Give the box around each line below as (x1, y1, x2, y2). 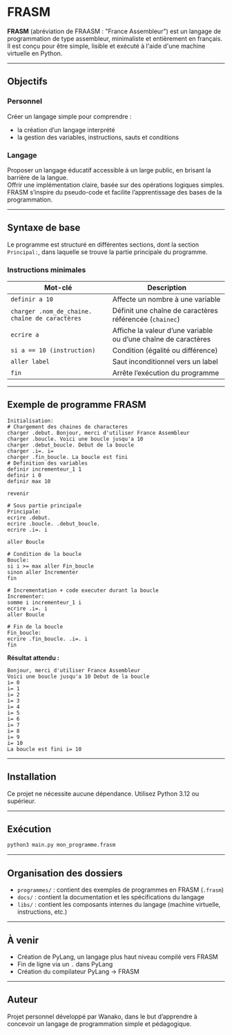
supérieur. (7, 797, 37, 805)
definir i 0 (7, 471, 41, 478)
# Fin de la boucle (7, 623, 64, 630)
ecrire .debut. (7, 514, 51, 521)
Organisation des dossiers (7, 867, 123, 879)
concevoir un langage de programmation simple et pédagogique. (7, 1019, 192, 1028)
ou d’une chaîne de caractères (112, 334, 211, 344)
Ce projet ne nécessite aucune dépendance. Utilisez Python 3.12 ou (7, 789, 200, 798)
